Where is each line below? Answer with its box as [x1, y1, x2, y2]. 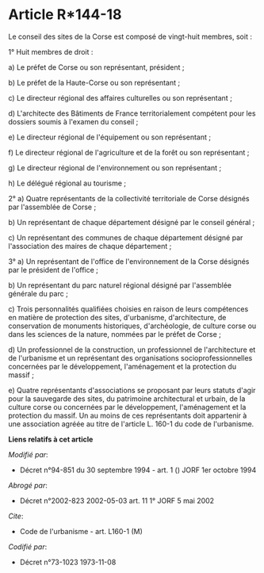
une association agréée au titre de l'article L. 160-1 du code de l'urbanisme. [8, 418, 254, 429]
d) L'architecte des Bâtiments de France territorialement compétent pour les [8, 109, 256, 118]
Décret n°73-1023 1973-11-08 [19, 557, 117, 567]
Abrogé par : [8, 480, 48, 490]
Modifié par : [8, 449, 49, 459]
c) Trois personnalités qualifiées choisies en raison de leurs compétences [8, 304, 249, 314]
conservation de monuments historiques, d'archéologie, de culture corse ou [8, 321, 257, 330]
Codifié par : [8, 541, 48, 552]
